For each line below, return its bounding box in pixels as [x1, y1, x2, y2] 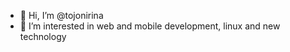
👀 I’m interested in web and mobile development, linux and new [19, 20, 281, 32]
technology [19, 31, 67, 42]
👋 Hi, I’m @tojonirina [19, 10, 104, 21]
